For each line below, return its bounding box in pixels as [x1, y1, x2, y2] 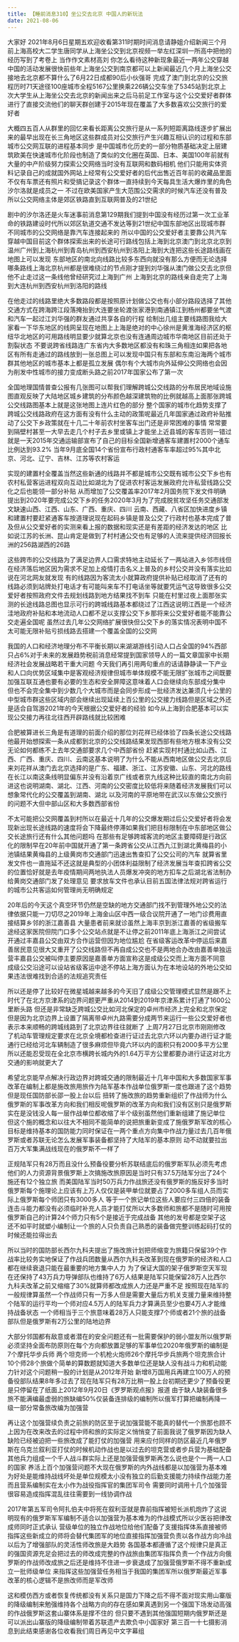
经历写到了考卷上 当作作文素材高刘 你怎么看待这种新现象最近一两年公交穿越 [7, 55, 229, 64]
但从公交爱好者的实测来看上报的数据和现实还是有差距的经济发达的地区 [13, 522, 219, 531]
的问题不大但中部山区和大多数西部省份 [7, 799, 119, 808]
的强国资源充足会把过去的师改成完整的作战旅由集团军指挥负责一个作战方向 [7, 1549, 225, 1557]
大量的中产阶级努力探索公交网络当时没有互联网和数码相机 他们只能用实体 [7, 159, 221, 168]
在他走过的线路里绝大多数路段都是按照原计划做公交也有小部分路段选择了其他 [7, 296, 232, 305]
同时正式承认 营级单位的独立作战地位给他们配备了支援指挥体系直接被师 [19, 1522, 228, 1531]
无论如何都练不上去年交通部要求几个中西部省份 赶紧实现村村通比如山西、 [7, 745, 221, 754]
